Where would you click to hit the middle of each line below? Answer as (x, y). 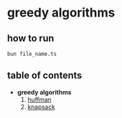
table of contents (45, 76)
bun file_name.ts (32, 54)
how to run (31, 38)
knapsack (41, 107)
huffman (39, 99)
